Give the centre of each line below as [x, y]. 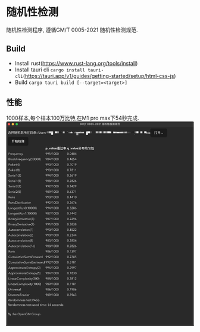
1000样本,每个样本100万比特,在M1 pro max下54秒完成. [73, 118]
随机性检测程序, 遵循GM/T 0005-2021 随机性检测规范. [72, 30]
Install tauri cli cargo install [50, 70]
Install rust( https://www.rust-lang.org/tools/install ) [76, 63]
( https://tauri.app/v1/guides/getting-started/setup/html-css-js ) [99, 76]
